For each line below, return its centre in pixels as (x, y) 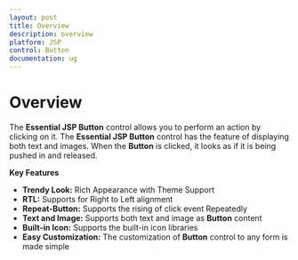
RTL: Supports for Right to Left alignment (97, 199)
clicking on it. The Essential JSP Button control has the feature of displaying (149, 136)
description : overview (51, 34)
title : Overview (39, 26)
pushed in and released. (53, 155)
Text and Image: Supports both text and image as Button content (142, 217)
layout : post (33, 17)
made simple (45, 246)
